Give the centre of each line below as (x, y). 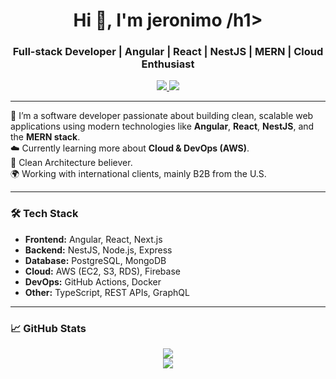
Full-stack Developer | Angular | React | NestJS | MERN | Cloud (168, 52)
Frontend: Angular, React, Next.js (93, 239)
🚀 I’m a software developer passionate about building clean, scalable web (162, 116)
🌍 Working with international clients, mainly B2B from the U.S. (138, 174)
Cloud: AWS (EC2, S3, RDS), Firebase (102, 271)
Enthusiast (168, 64)
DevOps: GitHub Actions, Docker (93, 281)
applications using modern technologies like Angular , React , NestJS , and (162, 126)
